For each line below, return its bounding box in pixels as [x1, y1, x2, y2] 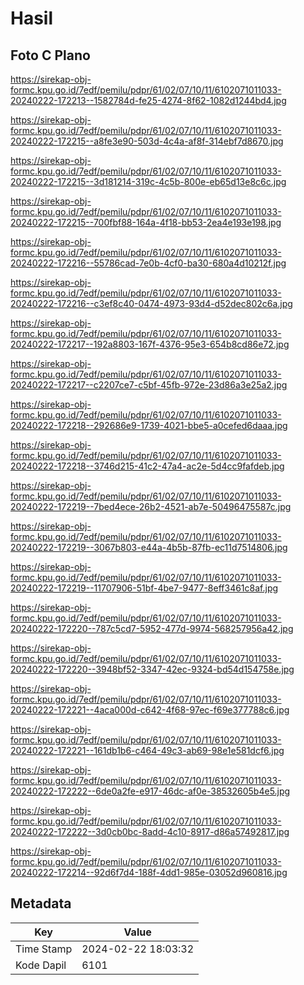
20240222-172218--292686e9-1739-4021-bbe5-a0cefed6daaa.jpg [10, 420, 288, 431]
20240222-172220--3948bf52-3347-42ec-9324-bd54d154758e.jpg [10, 663, 295, 675]
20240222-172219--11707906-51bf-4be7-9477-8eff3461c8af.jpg [10, 582, 279, 594]
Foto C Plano [10, 47, 91, 64]
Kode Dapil [15, 958, 67, 972]
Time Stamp [15, 942, 73, 956]
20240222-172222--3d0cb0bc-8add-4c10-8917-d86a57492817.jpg [10, 826, 290, 837]
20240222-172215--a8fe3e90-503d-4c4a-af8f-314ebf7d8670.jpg [10, 135, 284, 147]
